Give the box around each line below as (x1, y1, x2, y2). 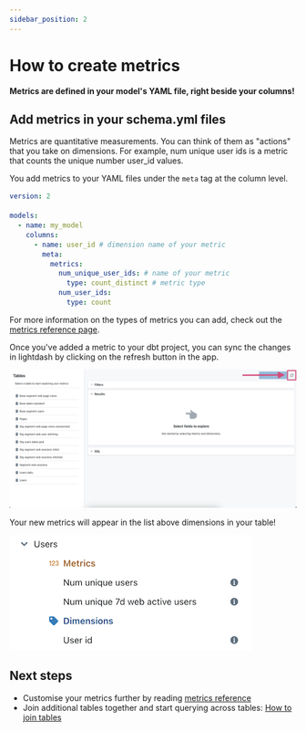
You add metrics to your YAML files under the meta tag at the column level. (9, 173, 289, 184)
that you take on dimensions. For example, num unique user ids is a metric (9, 146, 289, 157)
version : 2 (9, 192, 51, 201)
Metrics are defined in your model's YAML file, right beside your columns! (9, 85, 295, 96)
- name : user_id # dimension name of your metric (33, 240, 226, 249)
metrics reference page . (9, 324, 100, 335)
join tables (22, 712, 62, 723)
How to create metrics (9, 55, 180, 76)
